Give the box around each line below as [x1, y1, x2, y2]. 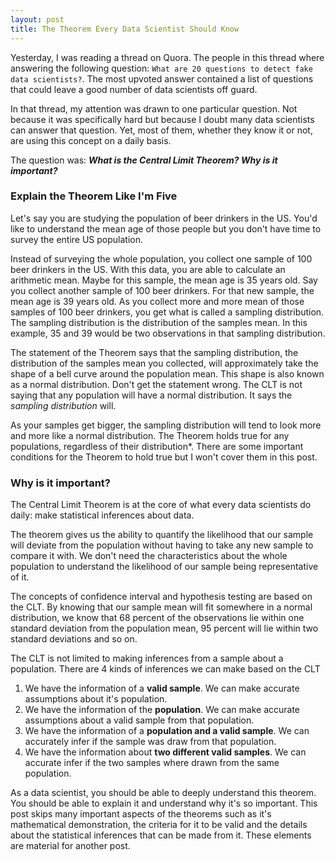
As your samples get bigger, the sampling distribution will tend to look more [10, 419, 322, 431]
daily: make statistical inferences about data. [10, 509, 195, 521]
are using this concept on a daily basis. [10, 134, 172, 146]
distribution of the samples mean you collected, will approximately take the [10, 357, 319, 369]
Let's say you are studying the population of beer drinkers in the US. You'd [10, 212, 318, 224]
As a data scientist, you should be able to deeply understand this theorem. [10, 787, 317, 799]
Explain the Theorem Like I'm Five [10, 189, 178, 203]
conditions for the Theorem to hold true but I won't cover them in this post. [10, 451, 318, 463]
